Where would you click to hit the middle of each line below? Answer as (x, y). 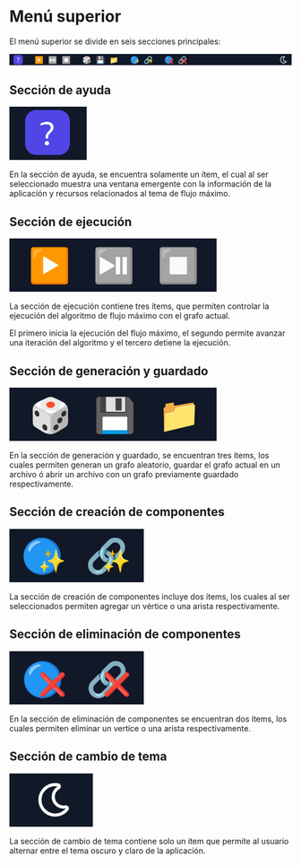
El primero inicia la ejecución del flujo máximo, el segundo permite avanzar (147, 333)
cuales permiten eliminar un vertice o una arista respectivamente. (130, 728)
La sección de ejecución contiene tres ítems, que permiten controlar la (139, 306)
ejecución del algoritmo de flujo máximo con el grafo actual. (120, 316)
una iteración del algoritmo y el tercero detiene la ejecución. (120, 343)
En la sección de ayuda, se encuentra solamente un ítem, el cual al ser (139, 175)
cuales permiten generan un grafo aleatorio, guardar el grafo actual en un (145, 465)
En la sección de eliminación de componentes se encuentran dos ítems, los (148, 719)
